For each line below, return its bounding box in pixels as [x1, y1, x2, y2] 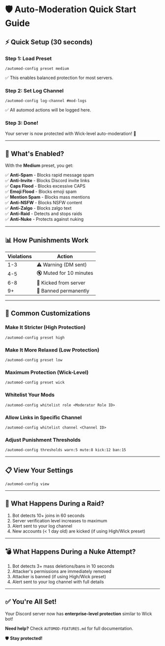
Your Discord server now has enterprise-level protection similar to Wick [5, 611, 152, 617]
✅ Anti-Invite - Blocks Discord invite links [5, 178, 90, 184]
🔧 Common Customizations [5, 309, 91, 318]
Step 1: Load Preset [5, 55, 52, 62]
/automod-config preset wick [5, 380, 65, 385]
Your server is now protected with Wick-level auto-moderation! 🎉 [5, 131, 137, 136]
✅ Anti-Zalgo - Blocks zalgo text [5, 205, 72, 211]
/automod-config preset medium [5, 66, 69, 71]
